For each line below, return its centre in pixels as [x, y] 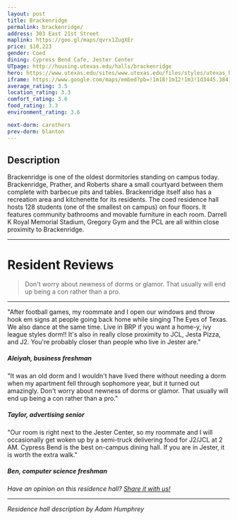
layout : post [26, 14]
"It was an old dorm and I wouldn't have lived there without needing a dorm [117, 376]
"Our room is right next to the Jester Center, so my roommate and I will [110, 433]
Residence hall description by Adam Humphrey [76, 509]
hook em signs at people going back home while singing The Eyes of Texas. [117, 320]
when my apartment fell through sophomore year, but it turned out [103, 383]
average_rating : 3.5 [38, 86]
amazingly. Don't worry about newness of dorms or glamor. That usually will [118, 391]
